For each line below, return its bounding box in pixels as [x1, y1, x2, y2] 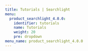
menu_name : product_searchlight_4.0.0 [5, 39, 83, 44]
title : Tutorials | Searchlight [5, 7, 70, 12]
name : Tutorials [14, 25, 47, 30]
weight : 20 [14, 30, 36, 34]
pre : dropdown [14, 34, 42, 39]
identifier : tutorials [14, 20, 59, 26]
